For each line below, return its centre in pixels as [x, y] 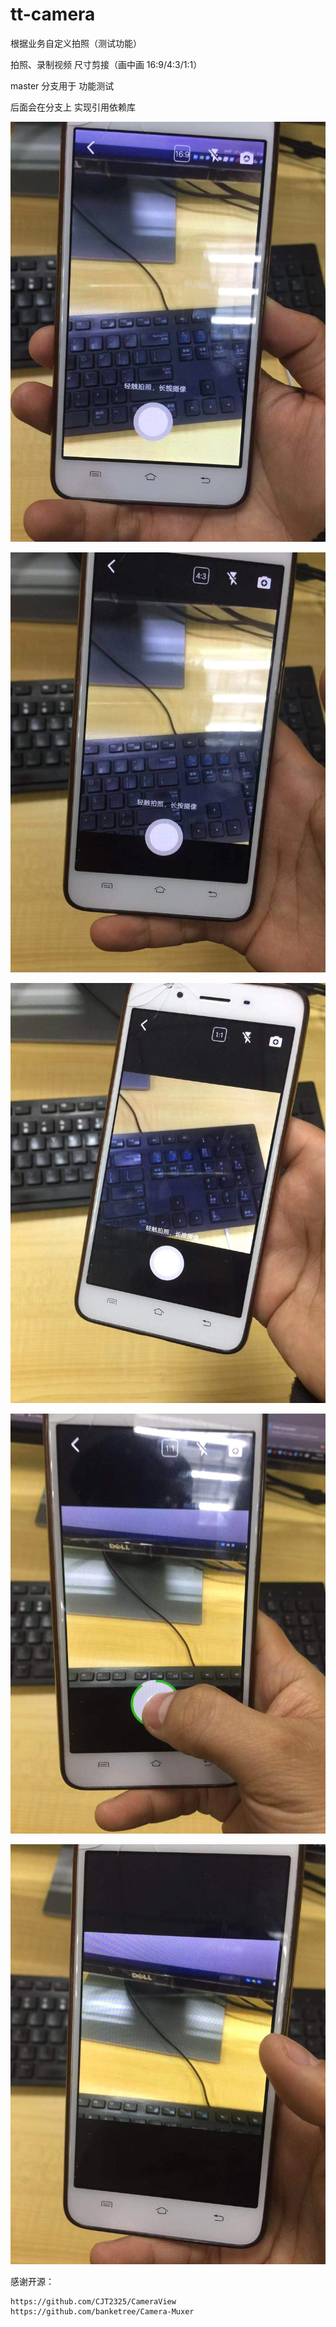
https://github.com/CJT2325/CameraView [93, 2301]
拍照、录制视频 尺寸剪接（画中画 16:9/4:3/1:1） [106, 64]
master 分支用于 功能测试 [62, 85]
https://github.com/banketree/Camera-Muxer [102, 2311]
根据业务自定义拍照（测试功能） [76, 43]
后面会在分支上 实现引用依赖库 [73, 107]
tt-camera [53, 14]
